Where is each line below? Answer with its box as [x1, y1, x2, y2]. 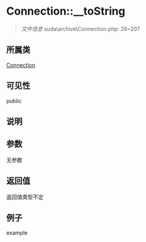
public [6, 97, 22, 104]
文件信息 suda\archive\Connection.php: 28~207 [21, 25, 141, 32]
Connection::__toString [6, 4, 125, 18]
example [6, 229, 28, 237]
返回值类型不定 [6, 193, 44, 201]
